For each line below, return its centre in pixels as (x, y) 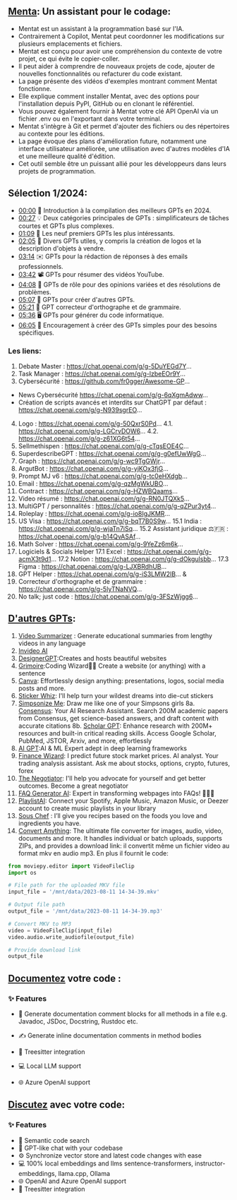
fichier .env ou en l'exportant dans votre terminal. (90, 119)
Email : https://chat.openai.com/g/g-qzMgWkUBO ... (93, 484)
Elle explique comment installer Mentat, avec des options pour (109, 96)
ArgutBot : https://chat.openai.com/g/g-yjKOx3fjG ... (93, 468)
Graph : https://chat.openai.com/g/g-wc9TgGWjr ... (92, 461)
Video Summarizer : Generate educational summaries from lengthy (115, 635)
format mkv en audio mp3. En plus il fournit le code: (93, 853)
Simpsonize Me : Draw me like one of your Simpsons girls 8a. (107, 703)
